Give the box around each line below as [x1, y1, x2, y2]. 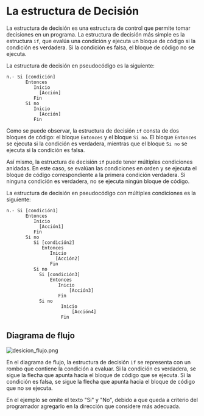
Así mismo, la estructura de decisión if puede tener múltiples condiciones [6, 158, 193, 165]
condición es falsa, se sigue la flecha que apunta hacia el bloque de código [6, 378, 195, 385]
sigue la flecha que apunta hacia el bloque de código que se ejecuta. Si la [6, 371, 191, 378]
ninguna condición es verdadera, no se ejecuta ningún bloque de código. [6, 178, 190, 185]
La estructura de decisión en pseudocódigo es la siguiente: [6, 62, 155, 69]
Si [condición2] [33, 239, 75, 246]
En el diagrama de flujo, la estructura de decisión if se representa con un [6, 358, 191, 366]
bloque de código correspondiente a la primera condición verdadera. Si [6, 171, 186, 178]
